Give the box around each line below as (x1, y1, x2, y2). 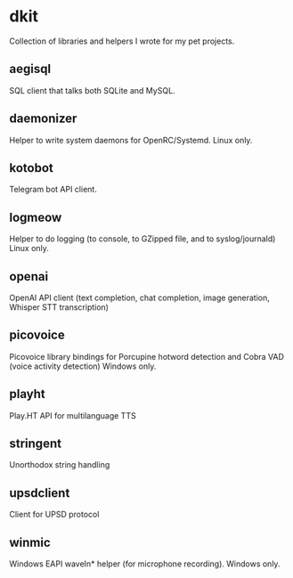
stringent (9, 436, 62, 452)
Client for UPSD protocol (9, 509, 100, 520)
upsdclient (9, 485, 70, 501)
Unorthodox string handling (9, 460, 110, 470)
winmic (9, 534, 51, 550)
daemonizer (9, 111, 77, 126)
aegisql (9, 61, 52, 77)
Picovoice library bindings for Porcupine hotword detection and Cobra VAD (9, 351, 285, 362)
